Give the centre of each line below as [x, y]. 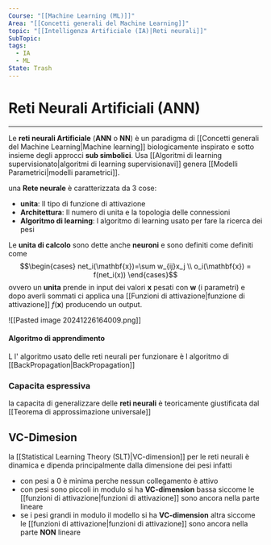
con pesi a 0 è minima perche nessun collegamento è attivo [119, 481]
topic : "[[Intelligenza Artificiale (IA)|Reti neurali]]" [108, 31]
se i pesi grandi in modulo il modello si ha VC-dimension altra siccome [138, 515]
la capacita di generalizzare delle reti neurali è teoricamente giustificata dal [134, 403]
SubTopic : [25, 38]
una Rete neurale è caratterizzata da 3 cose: [83, 188]
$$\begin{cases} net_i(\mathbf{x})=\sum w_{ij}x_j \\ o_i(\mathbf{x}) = [135, 266]
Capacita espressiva [50, 385]
